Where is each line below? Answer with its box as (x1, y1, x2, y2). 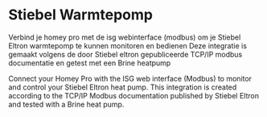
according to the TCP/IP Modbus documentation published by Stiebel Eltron (8, 90, 260, 100)
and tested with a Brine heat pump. (8, 99, 125, 109)
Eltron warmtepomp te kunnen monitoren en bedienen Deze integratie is (8, 40, 248, 50)
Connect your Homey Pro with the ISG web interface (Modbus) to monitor (8, 73, 252, 83)
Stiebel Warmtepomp (8, 6, 153, 24)
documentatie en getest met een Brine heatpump (8, 58, 171, 68)
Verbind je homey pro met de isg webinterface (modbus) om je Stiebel (8, 32, 241, 42)
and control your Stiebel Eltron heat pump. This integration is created (8, 82, 237, 92)
